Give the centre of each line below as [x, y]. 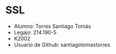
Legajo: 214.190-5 [35, 32]
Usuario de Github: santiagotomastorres [62, 45]
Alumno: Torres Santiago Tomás [52, 26]
